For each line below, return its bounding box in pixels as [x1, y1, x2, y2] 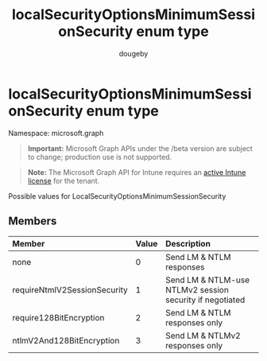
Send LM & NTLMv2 [165, 330, 241, 341]
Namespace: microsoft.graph [8, 128, 104, 138]
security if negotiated [165, 294, 246, 305]
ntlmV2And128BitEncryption [12, 335, 120, 346]
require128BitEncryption [12, 312, 105, 323]
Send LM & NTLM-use [165, 274, 250, 285]
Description [165, 238, 211, 249]
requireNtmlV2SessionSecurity [12, 284, 129, 295]
